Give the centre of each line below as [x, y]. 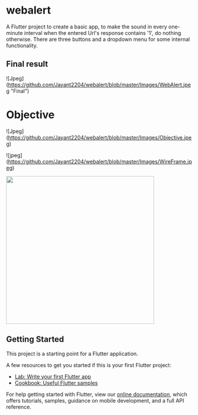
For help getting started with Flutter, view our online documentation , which [97, 394]
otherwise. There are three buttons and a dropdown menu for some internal [98, 39]
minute [14, 33]
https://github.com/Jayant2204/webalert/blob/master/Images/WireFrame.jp [100, 161]
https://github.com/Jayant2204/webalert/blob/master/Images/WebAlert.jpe [99, 85]
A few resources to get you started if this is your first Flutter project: [89, 365]
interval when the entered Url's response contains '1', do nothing [103, 33]
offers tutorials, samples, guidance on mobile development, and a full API [95, 400]
